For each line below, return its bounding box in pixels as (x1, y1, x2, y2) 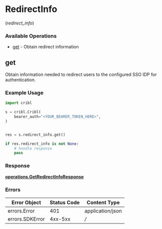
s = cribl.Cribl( (5, 110, 41, 115)
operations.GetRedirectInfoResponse (5, 174, 84, 180)
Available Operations (5, 32, 57, 39)
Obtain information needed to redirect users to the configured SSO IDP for (5, 71, 157, 78)
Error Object (11, 199, 41, 206)
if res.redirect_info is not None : (5, 141, 79, 146)
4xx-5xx (49, 216, 71, 223)
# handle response (14, 146, 52, 151)
